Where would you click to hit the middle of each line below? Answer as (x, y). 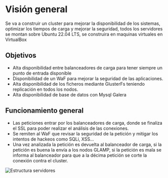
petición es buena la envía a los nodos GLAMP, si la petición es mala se (87, 150)
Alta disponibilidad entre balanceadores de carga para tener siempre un (88, 67)
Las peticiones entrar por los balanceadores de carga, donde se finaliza (88, 123)
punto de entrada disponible (42, 73)
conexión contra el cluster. (40, 160)
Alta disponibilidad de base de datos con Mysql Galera (69, 94)
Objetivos (21, 56)
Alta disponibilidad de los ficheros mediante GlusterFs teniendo (79, 84)
